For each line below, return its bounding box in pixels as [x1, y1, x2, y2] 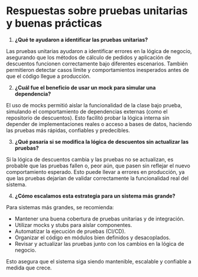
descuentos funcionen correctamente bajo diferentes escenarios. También [6, 60, 188, 67]
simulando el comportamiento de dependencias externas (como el [6, 108, 168, 115]
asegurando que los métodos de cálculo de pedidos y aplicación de [6, 54, 171, 61]
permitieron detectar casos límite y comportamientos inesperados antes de [6, 66, 189, 73]
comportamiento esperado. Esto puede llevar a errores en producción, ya [6, 168, 185, 175]
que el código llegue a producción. [6, 72, 91, 80]
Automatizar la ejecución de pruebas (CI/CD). [14, 227, 126, 235]
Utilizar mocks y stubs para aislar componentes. [14, 221, 132, 228]
